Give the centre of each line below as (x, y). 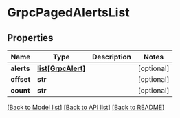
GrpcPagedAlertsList (69, 13)
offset (21, 79)
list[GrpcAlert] (61, 68)
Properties (30, 38)
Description (112, 57)
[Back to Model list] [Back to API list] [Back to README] (86, 107)
